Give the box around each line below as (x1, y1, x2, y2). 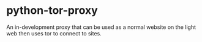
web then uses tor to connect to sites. (6, 29, 102, 37)
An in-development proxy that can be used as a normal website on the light (6, 23, 196, 31)
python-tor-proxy (6, 4, 98, 17)
